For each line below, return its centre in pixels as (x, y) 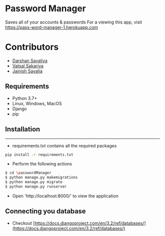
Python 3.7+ (25, 98)
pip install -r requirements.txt (39, 155)
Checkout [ (24, 223)
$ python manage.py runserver (36, 187)
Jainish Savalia (27, 71)
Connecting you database (45, 211)
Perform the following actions (42, 164)
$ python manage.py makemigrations (41, 177)
